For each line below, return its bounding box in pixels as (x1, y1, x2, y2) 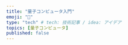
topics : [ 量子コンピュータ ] (6, 25, 68, 31)
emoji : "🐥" (6, 14, 33, 20)
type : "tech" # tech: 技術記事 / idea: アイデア (6, 19, 122, 25)
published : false (6, 30, 49, 36)
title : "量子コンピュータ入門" (6, 8, 75, 15)
